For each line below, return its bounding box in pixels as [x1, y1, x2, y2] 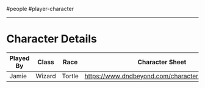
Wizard [35, 72, 56, 80]
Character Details [6, 32, 98, 46]
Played [9, 54, 30, 63]
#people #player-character [6, 5, 74, 12]
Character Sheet [137, 58, 187, 66]
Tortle [62, 72, 79, 80]
